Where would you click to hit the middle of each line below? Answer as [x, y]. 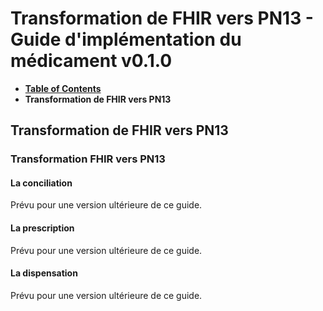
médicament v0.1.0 [91, 61]
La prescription [42, 228]
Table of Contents [63, 88]
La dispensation [44, 273]
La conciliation [41, 183]
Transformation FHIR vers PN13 [88, 159]
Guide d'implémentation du [126, 39]
